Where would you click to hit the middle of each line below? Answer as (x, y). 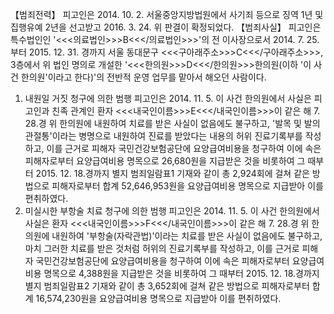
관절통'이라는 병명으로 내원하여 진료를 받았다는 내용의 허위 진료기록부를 (163, 136)
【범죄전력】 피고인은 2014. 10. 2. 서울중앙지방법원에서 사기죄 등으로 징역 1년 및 (167, 14)
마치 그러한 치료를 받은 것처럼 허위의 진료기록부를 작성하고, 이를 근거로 (162, 248)
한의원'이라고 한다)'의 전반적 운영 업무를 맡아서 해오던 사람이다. (143, 77)
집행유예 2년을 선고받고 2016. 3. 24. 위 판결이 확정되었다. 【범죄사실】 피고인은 (166, 27)
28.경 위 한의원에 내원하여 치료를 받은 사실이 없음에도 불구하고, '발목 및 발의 (172, 123)
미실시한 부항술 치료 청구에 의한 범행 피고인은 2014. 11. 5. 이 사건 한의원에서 (172, 211)
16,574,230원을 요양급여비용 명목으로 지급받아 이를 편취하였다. (158, 298)
